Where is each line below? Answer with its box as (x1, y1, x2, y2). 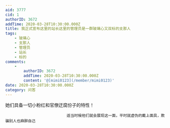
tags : (5, 31, 17, 36)
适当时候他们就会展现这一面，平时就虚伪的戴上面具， (66, 113, 161, 118)
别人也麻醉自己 (9, 118, 36, 123)
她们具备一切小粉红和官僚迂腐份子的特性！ (5, 102, 94, 108)
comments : (5, 59, 26, 64)
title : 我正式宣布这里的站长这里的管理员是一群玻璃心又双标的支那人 (5, 26, 131, 31)
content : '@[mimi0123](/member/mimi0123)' (23, 78, 115, 83)
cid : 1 (5, 12, 19, 17)
